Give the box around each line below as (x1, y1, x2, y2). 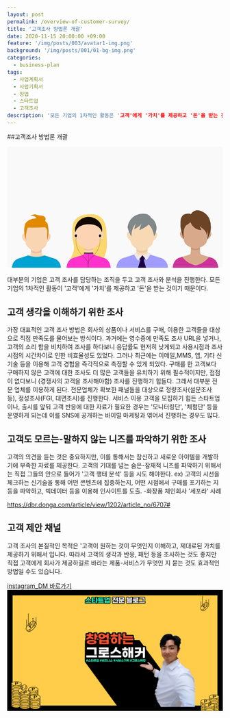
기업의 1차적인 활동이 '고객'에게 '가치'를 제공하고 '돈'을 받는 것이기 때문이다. (7, 284, 209, 292)
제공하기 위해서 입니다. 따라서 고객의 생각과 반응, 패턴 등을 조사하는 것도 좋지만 (7, 550, 217, 558)
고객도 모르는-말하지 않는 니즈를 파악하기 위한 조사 (7, 433, 207, 445)
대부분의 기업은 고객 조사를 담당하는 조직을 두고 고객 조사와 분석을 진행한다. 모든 (7, 276, 221, 284)
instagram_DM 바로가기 (7, 582, 72, 590)
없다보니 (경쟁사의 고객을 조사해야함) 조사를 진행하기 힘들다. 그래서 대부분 (14, 377, 211, 385)
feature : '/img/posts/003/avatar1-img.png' (7, 40, 133, 47)
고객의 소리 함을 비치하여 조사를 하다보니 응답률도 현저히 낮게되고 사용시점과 (7, 343, 210, 351)
